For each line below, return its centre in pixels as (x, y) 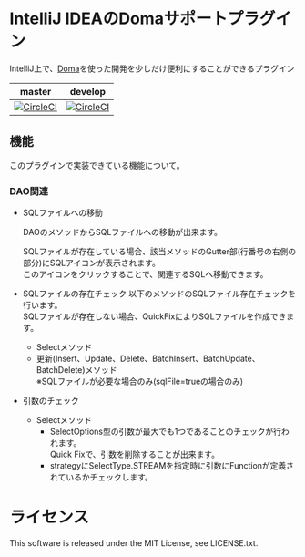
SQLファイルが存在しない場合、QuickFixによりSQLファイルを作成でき (154, 316)
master (36, 91)
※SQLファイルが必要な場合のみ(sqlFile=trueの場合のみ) (140, 382)
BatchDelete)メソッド (76, 370)
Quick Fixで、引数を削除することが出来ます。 (135, 454)
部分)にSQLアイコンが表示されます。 (91, 263)
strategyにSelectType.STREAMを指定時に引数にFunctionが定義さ (172, 466)
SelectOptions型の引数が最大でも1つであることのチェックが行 (166, 432)
